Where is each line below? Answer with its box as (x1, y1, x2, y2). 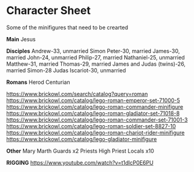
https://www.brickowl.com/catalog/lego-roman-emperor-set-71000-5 (6, 97, 181, 104)
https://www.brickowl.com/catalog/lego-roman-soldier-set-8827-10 (6, 122, 176, 129)
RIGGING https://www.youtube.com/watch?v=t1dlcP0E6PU (6, 159, 153, 166)
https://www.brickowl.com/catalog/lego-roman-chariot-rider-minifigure (6, 129, 185, 136)
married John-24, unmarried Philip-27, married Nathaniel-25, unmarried (6, 53, 185, 61)
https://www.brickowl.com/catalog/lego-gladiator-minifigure (6, 135, 157, 143)
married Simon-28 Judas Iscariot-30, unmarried (6, 66, 126, 74)
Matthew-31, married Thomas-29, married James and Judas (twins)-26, (6, 60, 186, 67)
